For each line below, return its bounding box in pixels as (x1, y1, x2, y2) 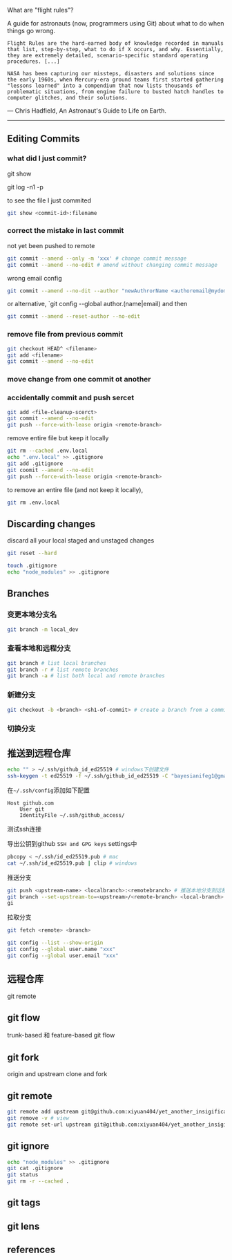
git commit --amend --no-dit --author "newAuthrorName (7, 287, 168, 294)
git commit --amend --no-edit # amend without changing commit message (7, 261, 217, 268)
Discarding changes (7, 518, 95, 529)
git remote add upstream (7, 1109, 79, 1116)
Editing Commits (7, 133, 81, 144)
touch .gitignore (7, 563, 57, 570)
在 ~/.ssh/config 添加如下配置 (7, 786, 90, 794)
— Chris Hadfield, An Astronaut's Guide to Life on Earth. (7, 106, 167, 115)
